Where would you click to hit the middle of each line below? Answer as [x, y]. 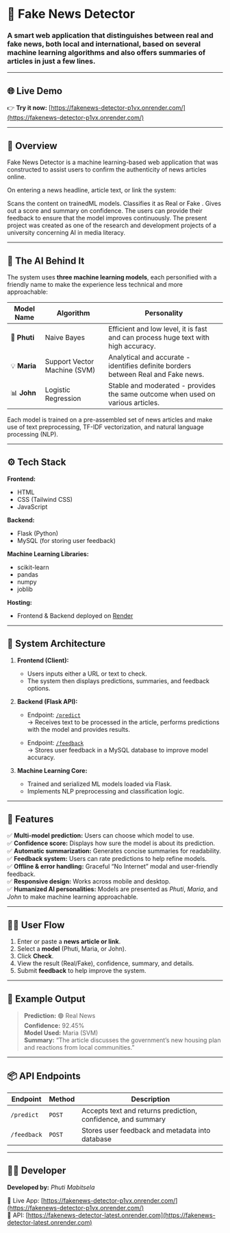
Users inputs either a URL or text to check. [87, 673]
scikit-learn [33, 567]
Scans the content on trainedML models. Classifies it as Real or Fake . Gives [114, 204]
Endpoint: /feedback [55, 742]
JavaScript [32, 507]
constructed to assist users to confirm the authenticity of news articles [107, 170]
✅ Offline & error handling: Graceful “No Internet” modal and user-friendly [113, 866]
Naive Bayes [65, 337]
